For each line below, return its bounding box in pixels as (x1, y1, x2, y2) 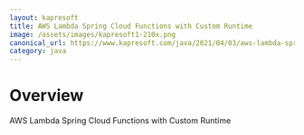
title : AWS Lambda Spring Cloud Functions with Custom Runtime (9, 22, 253, 31)
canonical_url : (9, 38, 67, 48)
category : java (9, 47, 67, 56)
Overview (9, 85, 84, 106)
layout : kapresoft (9, 13, 79, 22)
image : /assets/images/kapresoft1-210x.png (9, 30, 176, 39)
